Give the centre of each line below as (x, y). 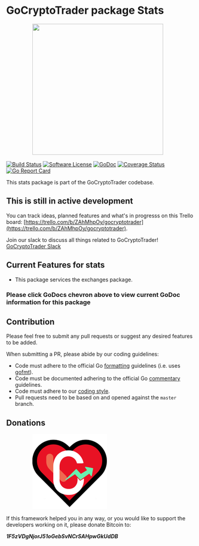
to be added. (22, 342)
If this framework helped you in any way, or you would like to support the (96, 518)
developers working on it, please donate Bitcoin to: (69, 525)
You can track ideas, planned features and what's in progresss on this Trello (100, 216)
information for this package (48, 302)
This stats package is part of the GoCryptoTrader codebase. (80, 182)
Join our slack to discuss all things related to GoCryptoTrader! (82, 239)
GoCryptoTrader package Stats (85, 10)
